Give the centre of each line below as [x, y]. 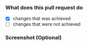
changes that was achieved [41, 19]
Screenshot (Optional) [34, 38]
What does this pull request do [44, 8]
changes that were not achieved [47, 24]
